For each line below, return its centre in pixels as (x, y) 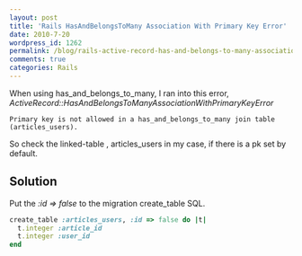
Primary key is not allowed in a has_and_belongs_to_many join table (142, 119)
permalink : (30, 51)
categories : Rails (44, 68)
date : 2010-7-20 (40, 34)
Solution (33, 182)
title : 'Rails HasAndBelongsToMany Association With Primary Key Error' (148, 26)
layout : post (34, 18)
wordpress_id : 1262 (46, 43)
